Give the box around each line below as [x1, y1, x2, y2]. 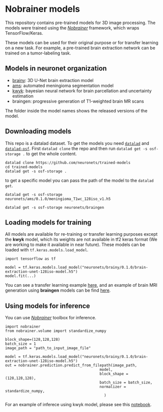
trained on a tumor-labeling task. [5, 50, 71, 56]
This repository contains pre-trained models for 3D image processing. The [5, 20, 156, 26]
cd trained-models [5, 165, 43, 169]
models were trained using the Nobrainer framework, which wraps [5, 25, 139, 30]
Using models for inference [5, 302, 90, 310]
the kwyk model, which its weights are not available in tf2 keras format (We [5, 237, 158, 243]
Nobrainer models [5, 3, 80, 15]
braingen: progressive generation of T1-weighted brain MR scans [12, 98, 144, 104]
